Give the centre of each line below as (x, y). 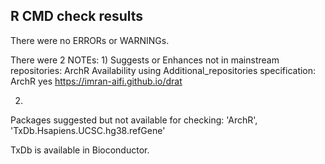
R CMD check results (77, 16)
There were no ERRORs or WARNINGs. (90, 40)
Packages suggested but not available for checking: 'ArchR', (134, 120)
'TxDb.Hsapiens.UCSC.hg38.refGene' (88, 130)
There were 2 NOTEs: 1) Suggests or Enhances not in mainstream (145, 60)
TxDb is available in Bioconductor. (80, 150)
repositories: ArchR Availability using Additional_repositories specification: (163, 70)
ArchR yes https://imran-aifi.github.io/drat (96, 81)
